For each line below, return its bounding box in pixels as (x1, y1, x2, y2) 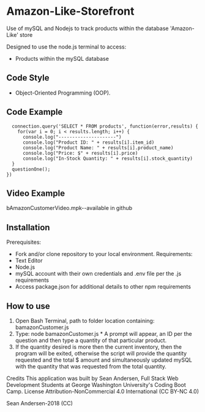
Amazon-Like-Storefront (6, 4, 135, 18)
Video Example (6, 188, 65, 198)
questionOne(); (12, 166, 51, 173)
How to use (6, 301, 50, 311)
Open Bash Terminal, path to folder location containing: (15, 317, 155, 324)
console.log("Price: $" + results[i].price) (22, 150, 138, 156)
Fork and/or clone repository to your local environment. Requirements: (15, 251, 193, 258)
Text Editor (15, 257, 43, 265)
